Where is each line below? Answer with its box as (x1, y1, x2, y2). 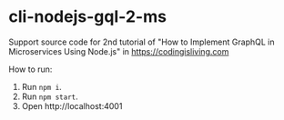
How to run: (8, 64, 53, 75)
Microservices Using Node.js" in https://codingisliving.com (8, 45, 229, 56)
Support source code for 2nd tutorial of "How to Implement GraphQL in (8, 36, 275, 47)
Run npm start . (21, 91, 78, 102)
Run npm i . (21, 81, 63, 92)
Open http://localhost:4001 (21, 100, 123, 111)
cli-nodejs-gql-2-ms (8, 6, 167, 27)
